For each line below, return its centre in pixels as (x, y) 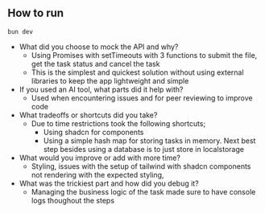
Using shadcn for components (93, 132)
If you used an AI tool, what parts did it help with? (101, 89)
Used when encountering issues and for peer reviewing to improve (142, 98)
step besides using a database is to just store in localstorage (144, 149)
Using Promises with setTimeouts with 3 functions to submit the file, (144, 55)
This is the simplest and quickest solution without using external (137, 72)
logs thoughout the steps (72, 200)
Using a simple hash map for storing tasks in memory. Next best (149, 141)
